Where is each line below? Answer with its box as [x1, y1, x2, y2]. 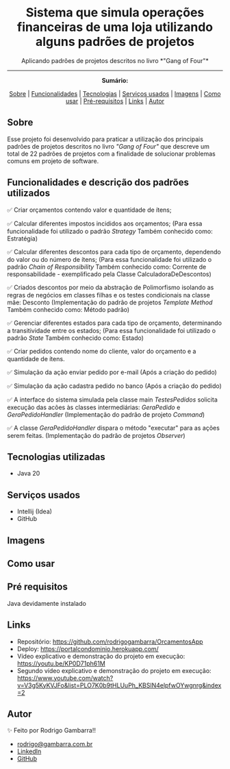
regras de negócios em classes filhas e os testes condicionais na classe [7, 291, 211, 299]
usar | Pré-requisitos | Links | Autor [65, 97, 165, 105]
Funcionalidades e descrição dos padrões [7, 177, 190, 188]
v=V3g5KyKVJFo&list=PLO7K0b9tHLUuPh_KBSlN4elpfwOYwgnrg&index [16, 681, 222, 689]
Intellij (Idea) [16, 507, 53, 515]
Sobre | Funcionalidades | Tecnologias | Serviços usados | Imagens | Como [9, 89, 221, 97]
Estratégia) [7, 234, 38, 243]
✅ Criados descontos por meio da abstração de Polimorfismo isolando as [7, 283, 214, 291]
